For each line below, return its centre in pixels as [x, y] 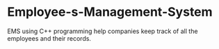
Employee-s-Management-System [110, 12]
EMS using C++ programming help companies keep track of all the [103, 31]
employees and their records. [49, 38]
